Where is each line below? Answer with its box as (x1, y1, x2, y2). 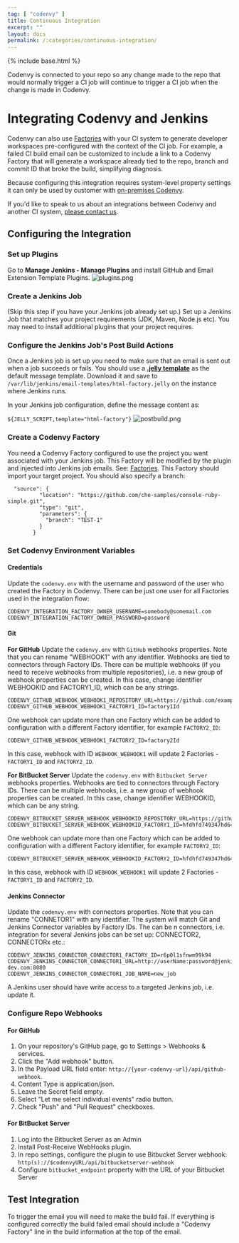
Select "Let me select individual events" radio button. (17, 1095, 174, 1104)
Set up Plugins (7, 249, 59, 259)
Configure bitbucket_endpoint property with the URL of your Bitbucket (17, 1165, 225, 1174)
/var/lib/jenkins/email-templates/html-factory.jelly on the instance (7, 379, 217, 388)
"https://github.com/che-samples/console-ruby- (77, 491, 221, 498)
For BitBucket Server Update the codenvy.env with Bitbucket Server (7, 770, 208, 779)
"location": (38, 491, 75, 498)
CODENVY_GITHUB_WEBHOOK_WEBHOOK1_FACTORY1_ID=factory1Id (7, 703, 180, 710)
